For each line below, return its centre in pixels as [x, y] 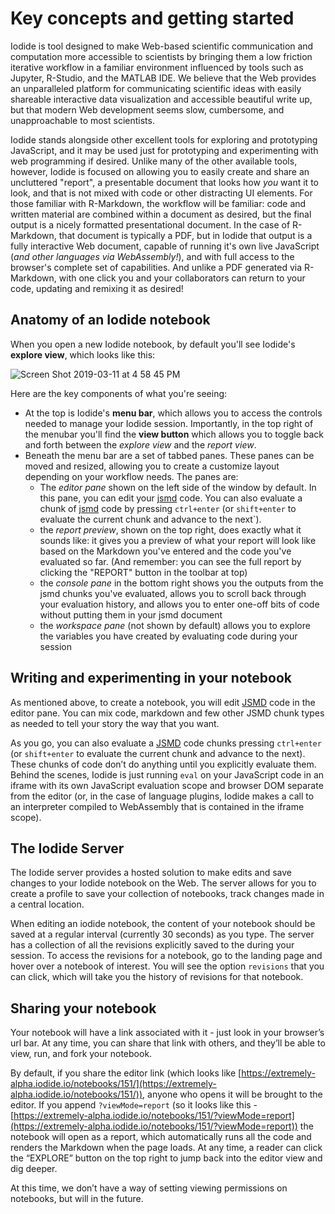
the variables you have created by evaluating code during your [168, 636]
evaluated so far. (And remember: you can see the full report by [170, 561]
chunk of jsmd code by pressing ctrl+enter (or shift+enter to [168, 508]
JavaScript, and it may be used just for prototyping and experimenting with [164, 150]
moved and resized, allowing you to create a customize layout [152, 466]
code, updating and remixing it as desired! [97, 288]
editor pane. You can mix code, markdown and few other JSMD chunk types [167, 713]
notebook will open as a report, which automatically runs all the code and [161, 1137]
